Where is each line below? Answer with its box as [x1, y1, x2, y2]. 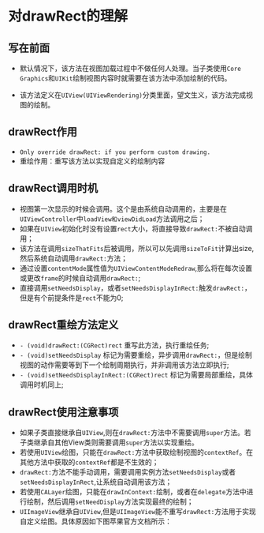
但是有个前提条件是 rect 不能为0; [19, 293, 124, 302]
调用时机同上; [19, 380, 65, 389]
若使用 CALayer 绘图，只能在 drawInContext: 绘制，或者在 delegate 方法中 [19, 487, 247, 497]
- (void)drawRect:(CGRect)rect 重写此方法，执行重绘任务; [19, 340, 210, 350]
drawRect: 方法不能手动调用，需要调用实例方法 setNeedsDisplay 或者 [19, 467, 236, 477]
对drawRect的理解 [8, 7, 128, 25]
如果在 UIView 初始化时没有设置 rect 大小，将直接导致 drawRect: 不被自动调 [19, 223, 253, 233]
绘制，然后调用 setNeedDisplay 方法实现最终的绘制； [26, 497, 195, 506]
